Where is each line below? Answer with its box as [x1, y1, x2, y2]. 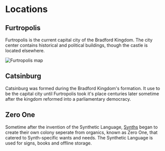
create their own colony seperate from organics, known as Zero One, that [5, 129, 158, 135]
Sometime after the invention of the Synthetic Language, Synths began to [5, 124, 158, 130]
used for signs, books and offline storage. [5, 140, 92, 146]
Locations [5, 4, 48, 15]
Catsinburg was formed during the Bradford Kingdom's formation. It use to [5, 85, 160, 91]
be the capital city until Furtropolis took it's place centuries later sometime [5, 91, 159, 97]
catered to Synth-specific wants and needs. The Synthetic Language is [5, 134, 153, 140]
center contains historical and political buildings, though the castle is [5, 42, 148, 48]
